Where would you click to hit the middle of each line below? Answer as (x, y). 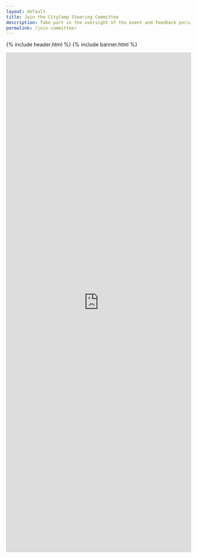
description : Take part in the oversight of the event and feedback (91, 22)
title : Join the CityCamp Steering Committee (62, 17)
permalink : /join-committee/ (42, 28)
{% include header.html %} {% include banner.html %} (72, 45)
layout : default (26, 11)
